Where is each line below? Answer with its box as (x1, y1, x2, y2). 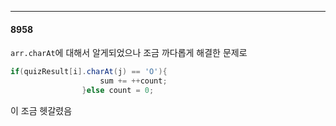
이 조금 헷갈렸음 (10, 104, 73, 116)
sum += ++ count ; (99, 76, 168, 86)
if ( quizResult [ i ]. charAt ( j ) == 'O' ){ (10, 67, 168, 77)
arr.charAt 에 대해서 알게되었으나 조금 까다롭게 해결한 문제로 (10, 47, 248, 59)
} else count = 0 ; (81, 85, 155, 95)
